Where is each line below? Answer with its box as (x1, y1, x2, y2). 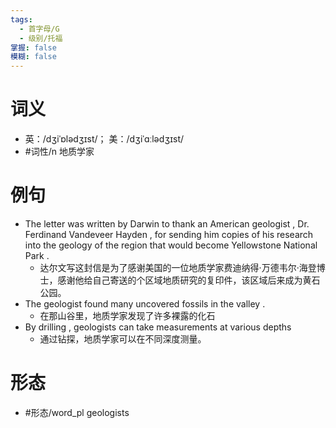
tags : (10, 14, 33, 25)
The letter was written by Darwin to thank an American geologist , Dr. (24, 218, 310, 230)
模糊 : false (10, 52, 57, 62)
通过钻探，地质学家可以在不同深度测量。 (39, 333, 207, 345)
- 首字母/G (19, 24, 60, 34)
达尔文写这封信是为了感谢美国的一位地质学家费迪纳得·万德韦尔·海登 (39, 262, 317, 273)
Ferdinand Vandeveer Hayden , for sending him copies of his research (24, 229, 314, 240)
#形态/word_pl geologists (24, 406, 130, 418)
